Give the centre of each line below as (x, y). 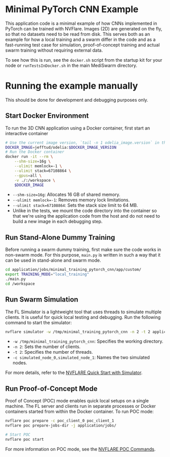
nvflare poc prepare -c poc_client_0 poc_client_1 (60, 421)
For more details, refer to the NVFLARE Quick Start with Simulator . (74, 372)
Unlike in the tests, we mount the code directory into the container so (84, 211)
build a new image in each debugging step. (57, 222)
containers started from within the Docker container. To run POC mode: (80, 411)
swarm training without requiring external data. (54, 50)
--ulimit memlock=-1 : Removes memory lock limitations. (71, 200)
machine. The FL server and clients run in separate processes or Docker (80, 406)
